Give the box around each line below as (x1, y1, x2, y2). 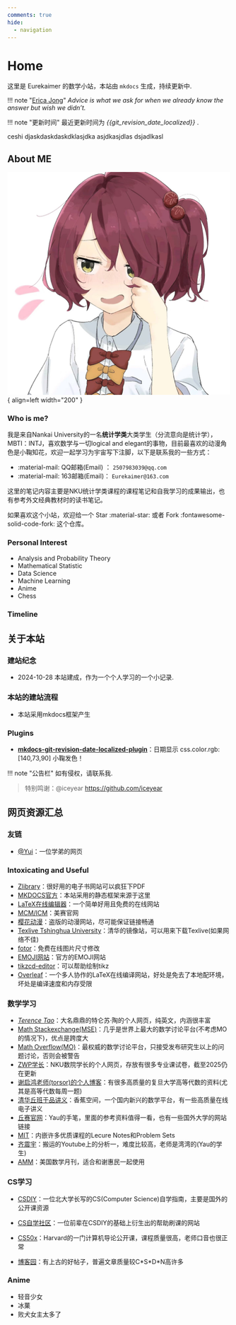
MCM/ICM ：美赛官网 (17, 908, 79, 917)
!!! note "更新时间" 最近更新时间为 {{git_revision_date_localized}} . (7, 118, 199, 127)
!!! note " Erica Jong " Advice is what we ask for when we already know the (7, 96, 224, 105)
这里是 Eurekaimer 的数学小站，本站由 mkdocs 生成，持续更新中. (7, 82, 192, 91)
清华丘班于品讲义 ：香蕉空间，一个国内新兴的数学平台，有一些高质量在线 (17, 1096, 228, 1104)
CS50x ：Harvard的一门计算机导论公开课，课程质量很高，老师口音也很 (17, 1233, 222, 1242)
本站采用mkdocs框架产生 (17, 710, 90, 718)
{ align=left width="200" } (7, 396, 83, 405)
